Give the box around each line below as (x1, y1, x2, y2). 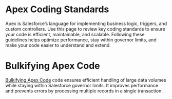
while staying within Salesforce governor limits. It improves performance (5, 82, 159, 88)
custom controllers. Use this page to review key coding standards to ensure (5, 26, 165, 32)
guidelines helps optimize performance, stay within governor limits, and (5, 37, 157, 43)
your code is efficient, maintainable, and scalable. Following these (5, 31, 145, 37)
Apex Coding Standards (5, 4, 109, 15)
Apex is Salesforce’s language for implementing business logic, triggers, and (5, 20, 167, 27)
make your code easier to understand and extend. (5, 42, 111, 48)
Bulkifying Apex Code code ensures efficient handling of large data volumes (5, 77, 166, 83)
